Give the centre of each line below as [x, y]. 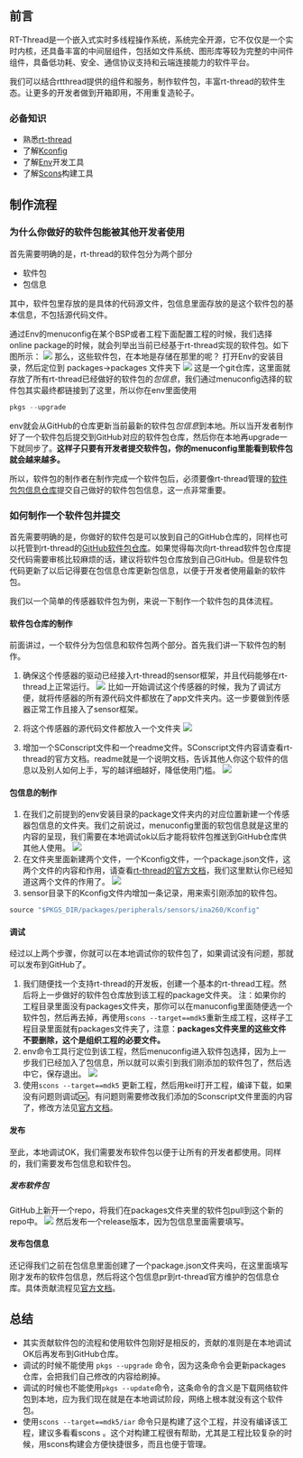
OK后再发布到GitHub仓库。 [73, 1353]
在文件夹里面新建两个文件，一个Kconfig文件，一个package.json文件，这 [156, 859]
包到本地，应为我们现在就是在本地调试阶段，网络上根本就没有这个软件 [153, 1398]
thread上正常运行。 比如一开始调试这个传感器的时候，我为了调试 [148, 687]
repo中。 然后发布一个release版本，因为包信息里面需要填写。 [129, 1221]
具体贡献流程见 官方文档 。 [72, 1288]
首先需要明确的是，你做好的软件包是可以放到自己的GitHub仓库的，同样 [141, 536]
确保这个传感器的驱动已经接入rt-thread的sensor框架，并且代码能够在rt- [155, 675]
